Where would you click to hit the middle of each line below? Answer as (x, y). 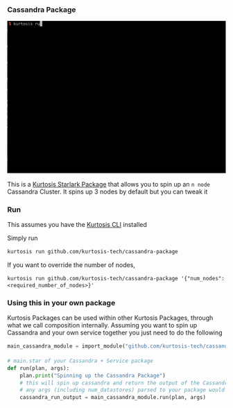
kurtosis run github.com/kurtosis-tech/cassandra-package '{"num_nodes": (116, 278)
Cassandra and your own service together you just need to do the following (115, 333)
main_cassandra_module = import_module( (67, 346)
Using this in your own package (61, 303)
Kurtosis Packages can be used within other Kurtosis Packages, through (110, 318)
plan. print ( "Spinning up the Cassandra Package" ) (93, 375)
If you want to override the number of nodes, (71, 264)
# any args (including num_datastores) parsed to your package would (122, 390)
